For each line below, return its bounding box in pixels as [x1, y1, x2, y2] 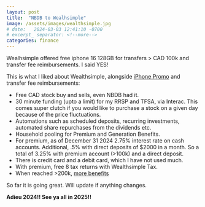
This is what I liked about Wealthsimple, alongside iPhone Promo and [6, 73, 180, 80]
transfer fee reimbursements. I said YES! [6, 61, 109, 68]
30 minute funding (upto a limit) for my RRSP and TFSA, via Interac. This [15, 98, 198, 105]
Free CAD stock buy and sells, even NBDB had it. [15, 92, 139, 98]
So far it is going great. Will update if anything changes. [6, 182, 147, 189]
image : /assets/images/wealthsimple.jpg [6, 20, 112, 26]
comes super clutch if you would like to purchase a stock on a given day [15, 104, 198, 111]
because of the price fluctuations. [15, 111, 101, 118]
